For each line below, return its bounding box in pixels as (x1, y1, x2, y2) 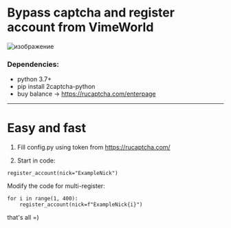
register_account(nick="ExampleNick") (7, 170, 118, 177)
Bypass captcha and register (7, 5, 175, 21)
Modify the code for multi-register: (7, 182, 105, 190)
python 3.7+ (16, 75, 52, 83)
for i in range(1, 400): (7, 195, 78, 203)
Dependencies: (7, 59, 60, 69)
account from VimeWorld (7, 19, 154, 35)
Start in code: (16, 156, 56, 165)
